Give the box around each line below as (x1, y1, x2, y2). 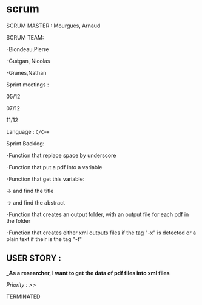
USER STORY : (6, 253, 62, 264)
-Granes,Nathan (6, 69, 47, 76)
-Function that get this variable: (6, 175, 85, 183)
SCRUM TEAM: (6, 33, 44, 41)
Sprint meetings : (6, 81, 49, 88)
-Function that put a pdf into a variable (6, 163, 103, 170)
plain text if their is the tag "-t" (6, 235, 82, 242)
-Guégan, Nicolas (6, 57, 50, 65)
